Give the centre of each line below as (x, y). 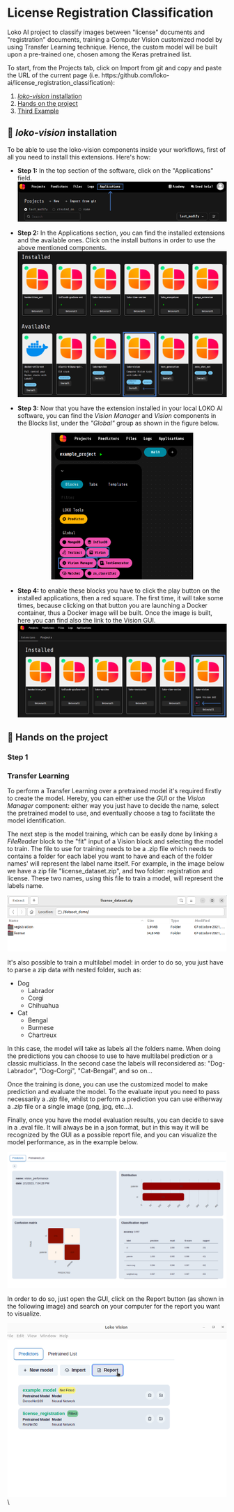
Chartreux (42, 1035)
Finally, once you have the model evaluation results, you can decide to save (116, 1120)
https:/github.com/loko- (135, 75)
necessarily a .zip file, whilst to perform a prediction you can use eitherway (115, 1099)
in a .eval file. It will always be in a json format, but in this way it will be (108, 1127)
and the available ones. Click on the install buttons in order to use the (116, 240)
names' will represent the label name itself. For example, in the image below (116, 863)
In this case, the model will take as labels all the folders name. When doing (114, 1048)
